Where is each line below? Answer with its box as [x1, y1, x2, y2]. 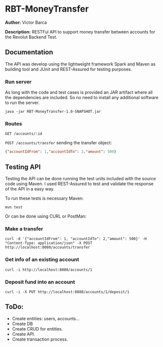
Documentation [5, 48, 54, 56]
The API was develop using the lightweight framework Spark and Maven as [5, 61, 156, 67]
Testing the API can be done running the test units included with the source [5, 176, 156, 182]
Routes [5, 120, 22, 127]
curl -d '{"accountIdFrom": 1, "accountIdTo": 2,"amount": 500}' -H [5, 237, 147, 242]
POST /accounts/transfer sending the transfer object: [5, 140, 112, 146]
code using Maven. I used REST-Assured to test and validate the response [5, 181, 154, 187]
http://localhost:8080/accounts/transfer [5, 245, 91, 250]
